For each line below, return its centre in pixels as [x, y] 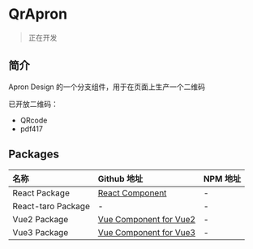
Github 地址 [120, 178]
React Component [132, 193]
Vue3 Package [41, 232]
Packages [34, 155]
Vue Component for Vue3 [147, 232]
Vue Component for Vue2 [147, 219]
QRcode [34, 120]
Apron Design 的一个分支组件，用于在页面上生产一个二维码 [107, 87]
